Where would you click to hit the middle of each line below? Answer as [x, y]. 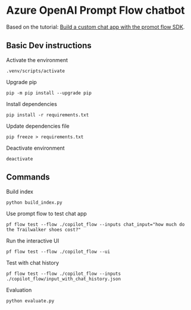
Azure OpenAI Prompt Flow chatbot [96, 10]
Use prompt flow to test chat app [47, 213]
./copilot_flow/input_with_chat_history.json [63, 279]
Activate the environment [37, 60]
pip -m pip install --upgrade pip [49, 93]
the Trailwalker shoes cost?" [44, 230]
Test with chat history [33, 262]
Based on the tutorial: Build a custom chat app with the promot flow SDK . [95, 27]
